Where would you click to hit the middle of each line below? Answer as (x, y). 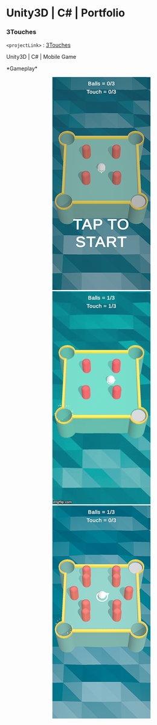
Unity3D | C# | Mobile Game (41, 57)
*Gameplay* (22, 69)
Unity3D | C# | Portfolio (66, 13)
